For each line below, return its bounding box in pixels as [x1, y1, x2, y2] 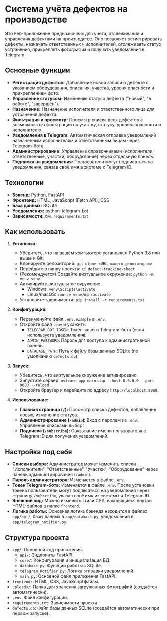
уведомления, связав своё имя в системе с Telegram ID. [12, 164, 133, 170]
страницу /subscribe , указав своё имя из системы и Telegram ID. [12, 493, 151, 498]
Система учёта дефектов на [5, 3, 128, 15]
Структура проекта [5, 533, 69, 542]
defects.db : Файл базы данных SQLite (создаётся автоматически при [12, 605, 160, 611]
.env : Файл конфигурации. [12, 594, 68, 600]
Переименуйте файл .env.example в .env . [19, 316, 106, 322]
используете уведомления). [27, 332, 87, 338]
